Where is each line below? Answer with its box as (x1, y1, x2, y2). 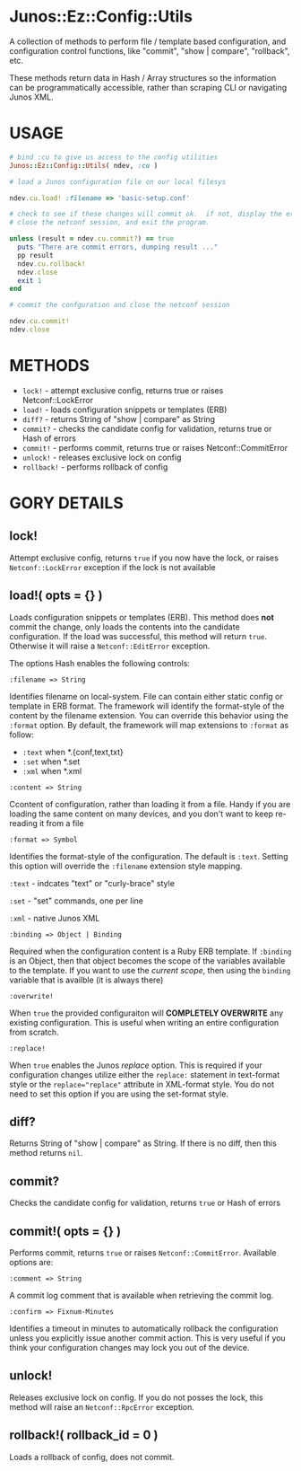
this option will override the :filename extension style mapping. (9, 860, 244, 871)
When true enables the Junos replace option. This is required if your (9, 1060, 262, 1070)
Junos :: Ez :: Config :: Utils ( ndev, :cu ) (9, 161, 159, 170)
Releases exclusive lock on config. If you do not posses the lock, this (9, 1392, 263, 1403)
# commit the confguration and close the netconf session (9, 301, 230, 310)
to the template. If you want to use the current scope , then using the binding (9, 965, 291, 975)
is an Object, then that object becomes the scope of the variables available (9, 955, 286, 966)
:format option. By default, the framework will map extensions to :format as (9, 719, 289, 730)
